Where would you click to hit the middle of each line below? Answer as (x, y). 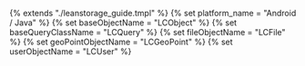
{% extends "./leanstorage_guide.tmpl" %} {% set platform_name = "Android (153, 13)
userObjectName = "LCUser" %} (71, 52)
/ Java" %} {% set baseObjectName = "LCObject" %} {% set (123, 23)
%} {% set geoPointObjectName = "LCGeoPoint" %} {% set (122, 42)
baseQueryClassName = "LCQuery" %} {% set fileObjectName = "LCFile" (147, 32)
